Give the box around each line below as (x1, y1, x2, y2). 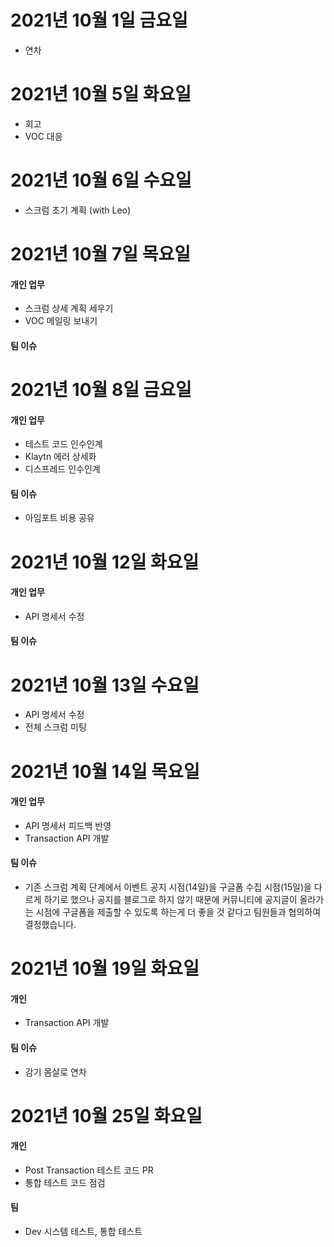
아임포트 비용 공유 (24, 512, 95, 524)
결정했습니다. (24, 918, 77, 930)
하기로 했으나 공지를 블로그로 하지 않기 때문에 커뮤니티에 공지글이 (43, 893, 298, 905)
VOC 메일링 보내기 (24, 315, 98, 327)
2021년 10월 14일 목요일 (10, 760, 200, 783)
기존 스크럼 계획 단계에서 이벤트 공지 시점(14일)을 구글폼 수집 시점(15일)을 (24, 881, 312, 893)
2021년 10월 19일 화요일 (10, 957, 200, 980)
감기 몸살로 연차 (24, 1066, 87, 1078)
